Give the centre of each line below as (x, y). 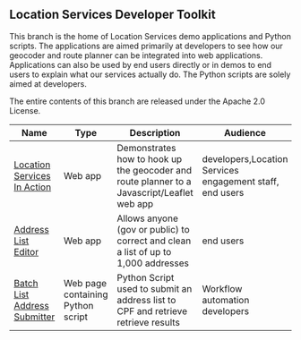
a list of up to (144, 251)
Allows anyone (148, 218)
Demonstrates (146, 148)
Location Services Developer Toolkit (113, 15)
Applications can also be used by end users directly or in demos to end (140, 64)
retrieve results (149, 322)
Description (155, 132)
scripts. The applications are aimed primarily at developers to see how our (146, 46)
